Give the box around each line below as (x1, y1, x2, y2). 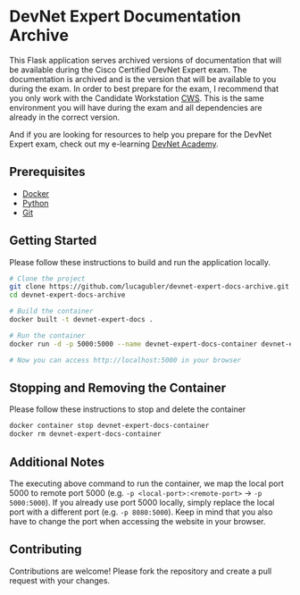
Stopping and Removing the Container (9, 380, 226, 395)
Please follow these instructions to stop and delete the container (9, 404, 246, 415)
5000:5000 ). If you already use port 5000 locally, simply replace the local (9, 497, 275, 507)
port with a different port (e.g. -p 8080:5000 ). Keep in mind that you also (9, 507, 273, 517)
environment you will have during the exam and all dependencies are (9, 102, 262, 113)
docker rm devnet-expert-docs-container (9, 430, 162, 439)
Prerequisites (9, 164, 86, 180)
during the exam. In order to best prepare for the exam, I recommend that (9, 83, 279, 94)
